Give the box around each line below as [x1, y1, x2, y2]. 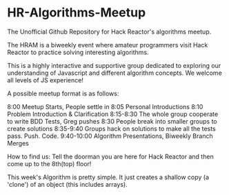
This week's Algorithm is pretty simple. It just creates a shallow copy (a [7, 173, 209, 181]
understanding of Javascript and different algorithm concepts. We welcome [7, 69, 222, 77]
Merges [7, 139, 29, 147]
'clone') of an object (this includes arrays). [7, 180, 128, 188]
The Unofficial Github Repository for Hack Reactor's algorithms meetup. [7, 27, 212, 36]
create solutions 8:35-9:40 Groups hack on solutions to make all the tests [7, 124, 216, 133]
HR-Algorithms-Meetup [7, 5, 146, 21]
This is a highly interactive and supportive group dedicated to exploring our [7, 61, 221, 69]
